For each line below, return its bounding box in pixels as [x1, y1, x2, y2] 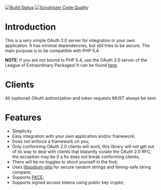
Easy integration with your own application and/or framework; [12, 133, 136, 139]
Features [5, 112, 42, 123]
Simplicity [12, 128, 32, 134]
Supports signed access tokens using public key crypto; [12, 179, 125, 185]
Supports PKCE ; [12, 174, 45, 180]
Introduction [5, 22, 56, 32]
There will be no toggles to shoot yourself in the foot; [12, 159, 118, 164]
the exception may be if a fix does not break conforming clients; [12, 154, 140, 160]
